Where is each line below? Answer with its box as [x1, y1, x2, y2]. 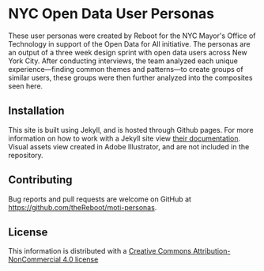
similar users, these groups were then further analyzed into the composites [8, 73, 253, 82]
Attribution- [193, 247, 231, 256]
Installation [8, 104, 65, 118]
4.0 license [62, 254, 99, 265]
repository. [8, 150, 43, 160]
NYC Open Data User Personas [8, 5, 215, 23]
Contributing [8, 173, 73, 186]
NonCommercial [8, 254, 62, 265]
